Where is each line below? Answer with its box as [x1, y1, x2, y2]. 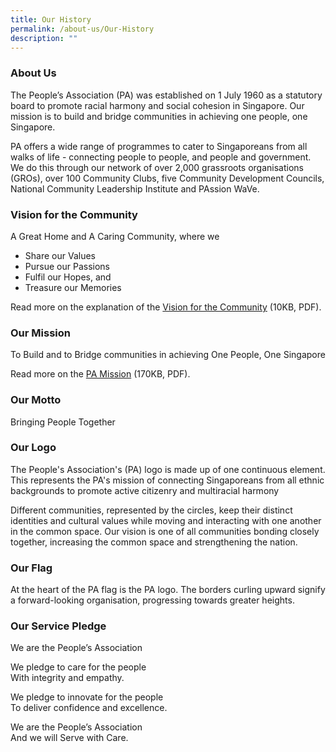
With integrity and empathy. [10, 672, 125, 684]
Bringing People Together [10, 416, 116, 428]
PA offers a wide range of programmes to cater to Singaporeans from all [10, 140, 308, 152]
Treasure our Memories [24, 281, 122, 293]
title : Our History [10, 14, 92, 25]
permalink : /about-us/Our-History [10, 24, 155, 34]
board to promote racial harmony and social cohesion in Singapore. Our [10, 99, 305, 111]
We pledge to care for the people [10, 661, 147, 673]
